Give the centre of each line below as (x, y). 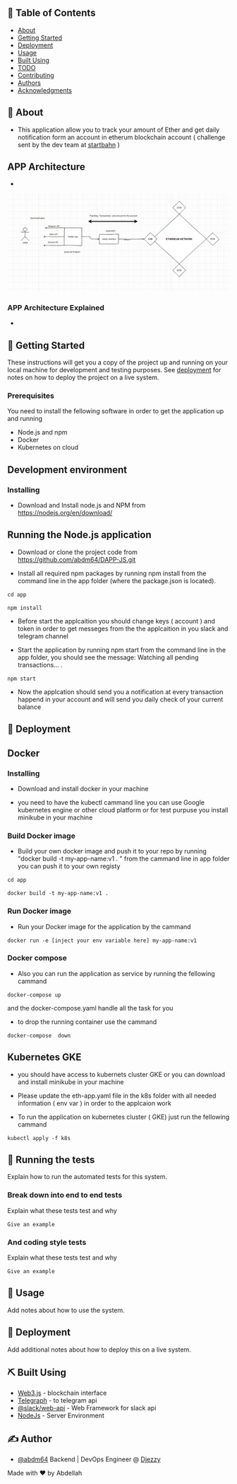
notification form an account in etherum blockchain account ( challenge (121, 137)
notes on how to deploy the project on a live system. (83, 378)
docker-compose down (39, 1035)
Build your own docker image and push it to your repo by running (112, 851)
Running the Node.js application (79, 535)
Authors (29, 83)
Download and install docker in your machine (83, 788)
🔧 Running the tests (51, 1160)
